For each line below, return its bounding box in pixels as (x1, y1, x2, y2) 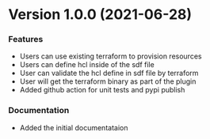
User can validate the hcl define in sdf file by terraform (19, 69, 199, 78)
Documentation (8, 105, 70, 116)
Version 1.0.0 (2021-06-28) (8, 6, 193, 24)
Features (8, 34, 44, 45)
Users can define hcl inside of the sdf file (19, 60, 155, 69)
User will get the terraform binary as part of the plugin (19, 77, 197, 86)
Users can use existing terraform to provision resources (19, 51, 202, 61)
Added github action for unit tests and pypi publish (19, 85, 185, 95)
